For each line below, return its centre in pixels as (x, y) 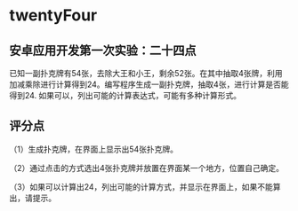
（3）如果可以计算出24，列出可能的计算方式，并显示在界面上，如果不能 (141, 186)
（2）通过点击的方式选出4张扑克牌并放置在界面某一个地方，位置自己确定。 (147, 168)
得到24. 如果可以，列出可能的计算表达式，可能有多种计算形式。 (125, 95)
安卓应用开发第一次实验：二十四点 (103, 50)
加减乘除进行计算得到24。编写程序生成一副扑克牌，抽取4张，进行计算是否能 (149, 84)
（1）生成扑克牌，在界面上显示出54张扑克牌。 (94, 149)
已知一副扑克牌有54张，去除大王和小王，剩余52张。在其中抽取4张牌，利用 (146, 73)
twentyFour (53, 16)
